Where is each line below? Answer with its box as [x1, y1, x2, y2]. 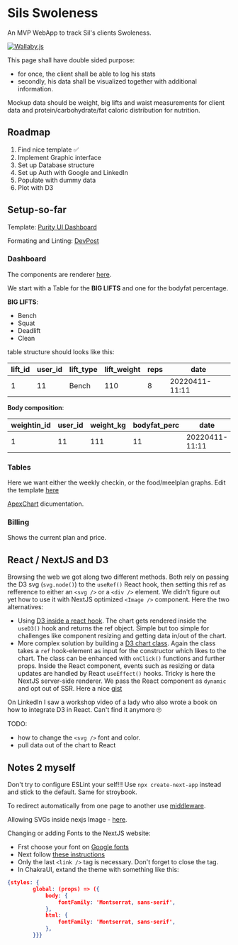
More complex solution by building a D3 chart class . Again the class [17, 639, 216, 647]
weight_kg [90, 420, 126, 430]
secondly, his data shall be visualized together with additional [17, 77, 197, 86]
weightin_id [11, 420, 51, 430]
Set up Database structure [17, 161, 95, 169]
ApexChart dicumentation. [7, 499, 84, 508]
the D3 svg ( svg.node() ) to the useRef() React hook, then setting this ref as [7, 580, 227, 589]
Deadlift [17, 326, 41, 334]
